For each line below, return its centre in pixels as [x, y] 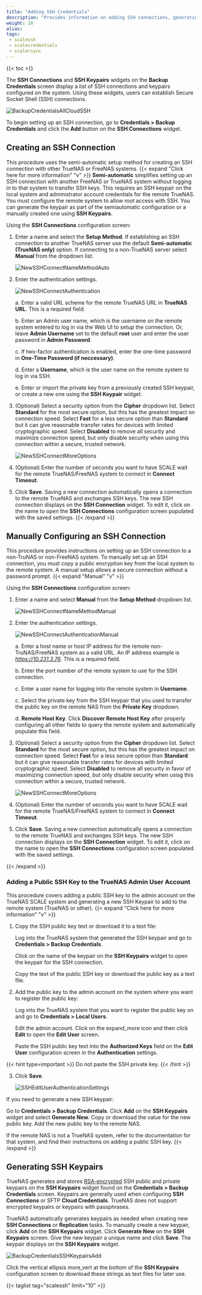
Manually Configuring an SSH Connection [86, 536]
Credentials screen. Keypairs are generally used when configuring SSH [95, 1194]
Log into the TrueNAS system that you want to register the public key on [104, 1010]
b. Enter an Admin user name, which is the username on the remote [98, 320]
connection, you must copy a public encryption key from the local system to [100, 564]
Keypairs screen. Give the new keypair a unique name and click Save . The [99, 1238]
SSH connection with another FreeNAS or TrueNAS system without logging [99, 181]
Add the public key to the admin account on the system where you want [104, 992]
